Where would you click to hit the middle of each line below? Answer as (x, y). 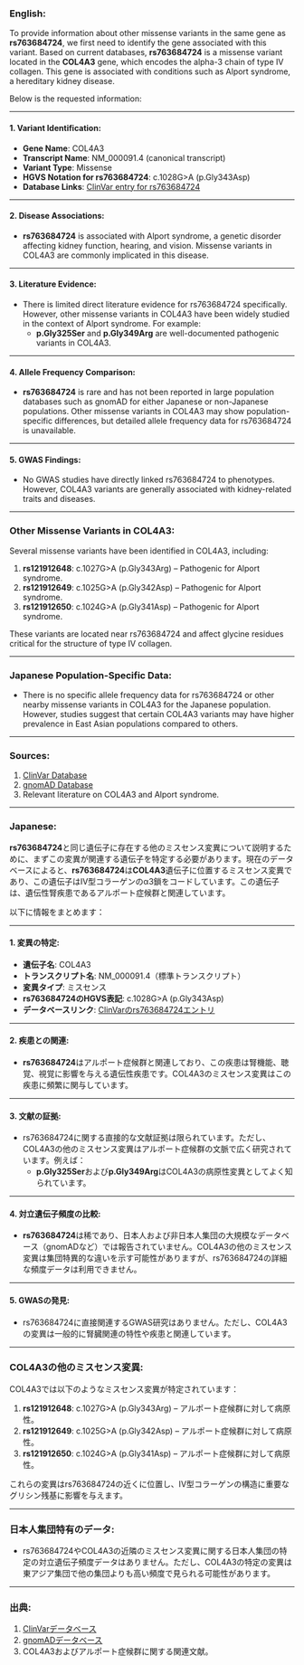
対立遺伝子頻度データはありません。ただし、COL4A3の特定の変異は (165, 1562)
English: (28, 14)
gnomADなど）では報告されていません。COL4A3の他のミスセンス (169, 1247)
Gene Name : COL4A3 (63, 148)
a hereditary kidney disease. (62, 81)
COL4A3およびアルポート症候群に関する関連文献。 (118, 1651)
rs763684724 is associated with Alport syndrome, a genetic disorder (152, 236)
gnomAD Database (57, 785)
